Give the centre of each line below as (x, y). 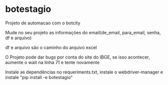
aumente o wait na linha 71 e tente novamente (52, 62)
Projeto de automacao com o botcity (43, 23)
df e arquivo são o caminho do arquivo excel (51, 47)
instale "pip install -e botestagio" (39, 77)
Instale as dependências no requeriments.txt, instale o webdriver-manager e (84, 72)
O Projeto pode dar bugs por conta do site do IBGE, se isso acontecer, (78, 57)
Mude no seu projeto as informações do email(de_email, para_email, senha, (83, 32)
